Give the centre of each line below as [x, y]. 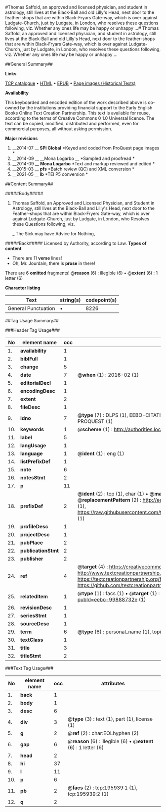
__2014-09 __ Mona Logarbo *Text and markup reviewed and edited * [83, 164]
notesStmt [33, 478]
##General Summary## [29, 64]
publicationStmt [40, 551]
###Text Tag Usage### [29, 668]
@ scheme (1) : [95, 429]
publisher [32, 559]
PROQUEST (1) [95, 421]
